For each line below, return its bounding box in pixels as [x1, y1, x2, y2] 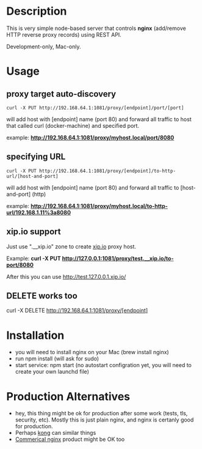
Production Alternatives [6, 390, 131, 403]
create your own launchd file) [15, 368, 90, 376]
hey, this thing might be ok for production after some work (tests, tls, [15, 410, 188, 417]
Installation [6, 328, 65, 342]
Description [6, 4, 67, 18]
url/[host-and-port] [6, 173, 59, 179]
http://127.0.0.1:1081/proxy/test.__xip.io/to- [62, 254, 174, 262]
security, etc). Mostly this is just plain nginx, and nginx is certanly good [15, 416, 194, 423]
